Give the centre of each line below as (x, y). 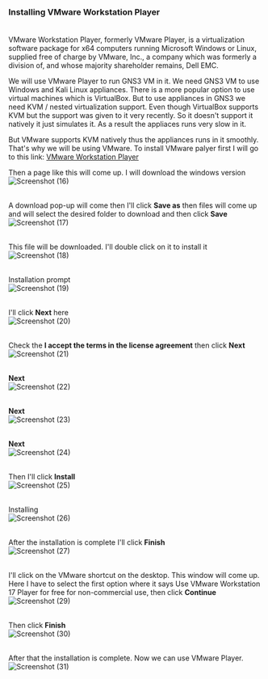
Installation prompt (40, 280)
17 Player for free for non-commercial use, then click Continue (112, 593)
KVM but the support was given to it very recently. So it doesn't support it (131, 116)
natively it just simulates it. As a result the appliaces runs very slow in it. (128, 124)
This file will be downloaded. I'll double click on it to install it (108, 247)
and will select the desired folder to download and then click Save (118, 214)
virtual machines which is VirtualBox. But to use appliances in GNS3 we (127, 99)
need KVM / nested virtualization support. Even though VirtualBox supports (134, 107)
